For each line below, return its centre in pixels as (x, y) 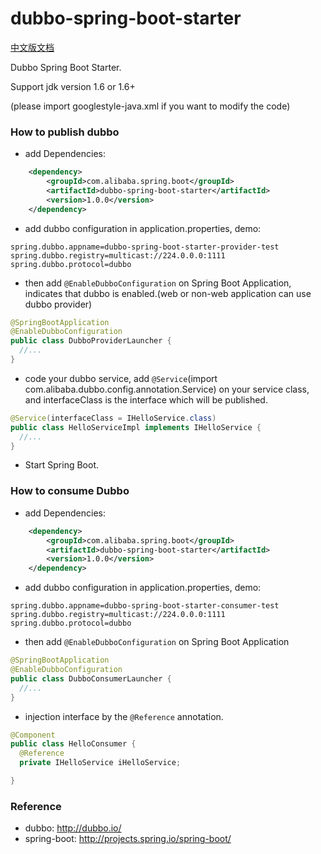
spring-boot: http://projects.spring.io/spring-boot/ (128, 839)
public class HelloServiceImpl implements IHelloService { (136, 427)
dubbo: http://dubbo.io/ (73, 828)
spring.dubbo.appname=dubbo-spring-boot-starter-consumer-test (145, 606)
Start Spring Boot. (62, 465)
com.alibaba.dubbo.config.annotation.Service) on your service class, (167, 389)
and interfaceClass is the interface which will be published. (146, 399)
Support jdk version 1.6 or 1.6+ (73, 86)
